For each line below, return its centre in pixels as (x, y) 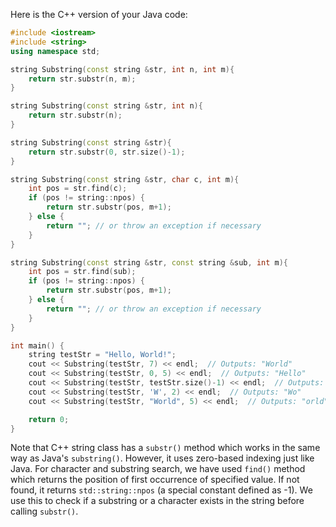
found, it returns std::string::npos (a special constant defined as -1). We (161, 490)
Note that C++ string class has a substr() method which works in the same (165, 448)
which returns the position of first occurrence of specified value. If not (155, 480)
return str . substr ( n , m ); (82, 79)
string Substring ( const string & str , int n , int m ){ (122, 69)
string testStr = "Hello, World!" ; (102, 355)
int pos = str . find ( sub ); (82, 272)
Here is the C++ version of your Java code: (99, 14)
